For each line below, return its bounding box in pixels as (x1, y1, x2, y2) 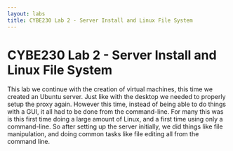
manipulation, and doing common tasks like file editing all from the (7, 130, 199, 138)
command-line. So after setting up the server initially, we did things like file (7, 122, 223, 131)
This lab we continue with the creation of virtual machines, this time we (7, 85, 213, 93)
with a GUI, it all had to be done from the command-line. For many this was (7, 107, 224, 116)
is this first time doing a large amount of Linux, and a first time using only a (7, 115, 223, 124)
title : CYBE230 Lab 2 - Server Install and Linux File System (7, 17, 193, 24)
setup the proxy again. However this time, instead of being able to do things (7, 100, 227, 109)
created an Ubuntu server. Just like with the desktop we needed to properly (7, 93, 226, 101)
